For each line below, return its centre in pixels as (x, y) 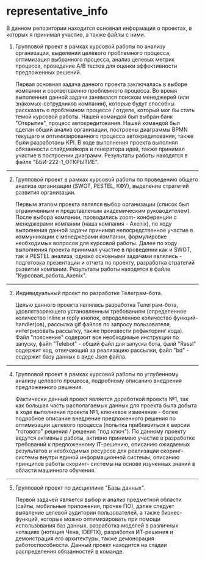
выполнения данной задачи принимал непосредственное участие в (104, 230)
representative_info (57, 11)
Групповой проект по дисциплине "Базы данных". (80, 488)
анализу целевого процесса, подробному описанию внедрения (98, 381)
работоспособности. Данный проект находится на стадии (91, 545)
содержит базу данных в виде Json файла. (71, 356)
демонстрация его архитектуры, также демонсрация (85, 538)
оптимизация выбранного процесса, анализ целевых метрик (95, 59)
